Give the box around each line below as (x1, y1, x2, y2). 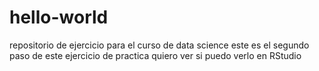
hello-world (9, 6, 109, 29)
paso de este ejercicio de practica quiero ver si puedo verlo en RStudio (9, 49, 302, 61)
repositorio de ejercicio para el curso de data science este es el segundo (9, 39, 310, 51)
